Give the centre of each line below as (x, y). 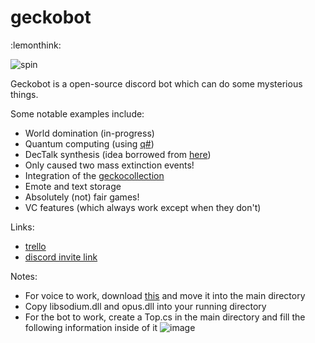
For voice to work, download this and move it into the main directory (165, 295)
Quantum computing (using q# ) (89, 143)
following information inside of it (91, 327)
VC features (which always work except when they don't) (143, 207)
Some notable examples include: (77, 113)
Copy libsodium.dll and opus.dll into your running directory (145, 306)
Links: (22, 227)
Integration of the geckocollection (94, 175)
